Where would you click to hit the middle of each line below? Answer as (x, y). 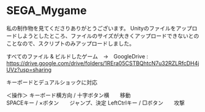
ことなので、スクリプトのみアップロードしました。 (71, 43)
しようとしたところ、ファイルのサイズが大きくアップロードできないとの (108, 36)
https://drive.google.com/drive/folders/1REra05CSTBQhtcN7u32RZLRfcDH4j (103, 63)
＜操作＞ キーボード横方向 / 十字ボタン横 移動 (69, 95)
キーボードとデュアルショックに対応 (52, 82)
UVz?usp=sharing (29, 69)
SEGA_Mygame (47, 11)
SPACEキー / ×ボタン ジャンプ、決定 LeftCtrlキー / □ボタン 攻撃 (96, 103)
